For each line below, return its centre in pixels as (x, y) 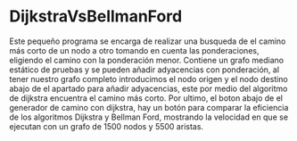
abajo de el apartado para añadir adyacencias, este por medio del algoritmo (148, 88)
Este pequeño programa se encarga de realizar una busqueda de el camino (148, 41)
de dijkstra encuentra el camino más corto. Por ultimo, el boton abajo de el (146, 98)
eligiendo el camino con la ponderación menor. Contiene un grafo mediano (146, 60)
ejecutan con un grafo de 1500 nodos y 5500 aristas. (106, 126)
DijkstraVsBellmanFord (96, 17)
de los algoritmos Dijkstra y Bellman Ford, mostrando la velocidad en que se (148, 117)
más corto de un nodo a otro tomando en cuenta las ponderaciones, (134, 50)
